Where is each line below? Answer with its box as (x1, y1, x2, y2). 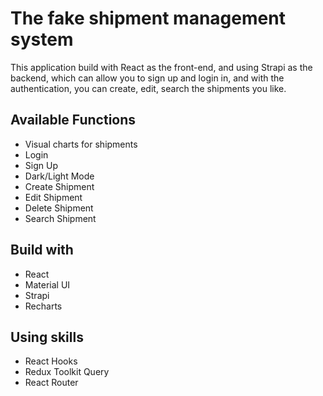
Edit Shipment (24, 191, 83, 203)
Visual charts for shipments (24, 138, 138, 150)
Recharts (24, 300, 63, 312)
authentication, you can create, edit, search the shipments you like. (10, 82, 287, 94)
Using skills (10, 328, 84, 346)
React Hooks (24, 355, 78, 367)
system (10, 28, 74, 51)
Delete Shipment (24, 202, 94, 214)
